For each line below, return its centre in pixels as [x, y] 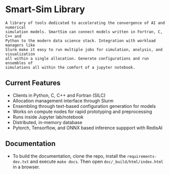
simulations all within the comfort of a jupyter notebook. [70, 67]
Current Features [33, 83]
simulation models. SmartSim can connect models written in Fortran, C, [84, 32]
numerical [16, 27]
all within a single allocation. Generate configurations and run [77, 59]
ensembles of [19, 63]
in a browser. [26, 167]
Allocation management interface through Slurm [63, 101]
